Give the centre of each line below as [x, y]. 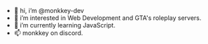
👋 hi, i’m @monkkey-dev [49, 11]
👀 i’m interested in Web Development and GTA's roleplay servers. [108, 18]
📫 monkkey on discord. [48, 33]
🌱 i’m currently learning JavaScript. [64, 25]
